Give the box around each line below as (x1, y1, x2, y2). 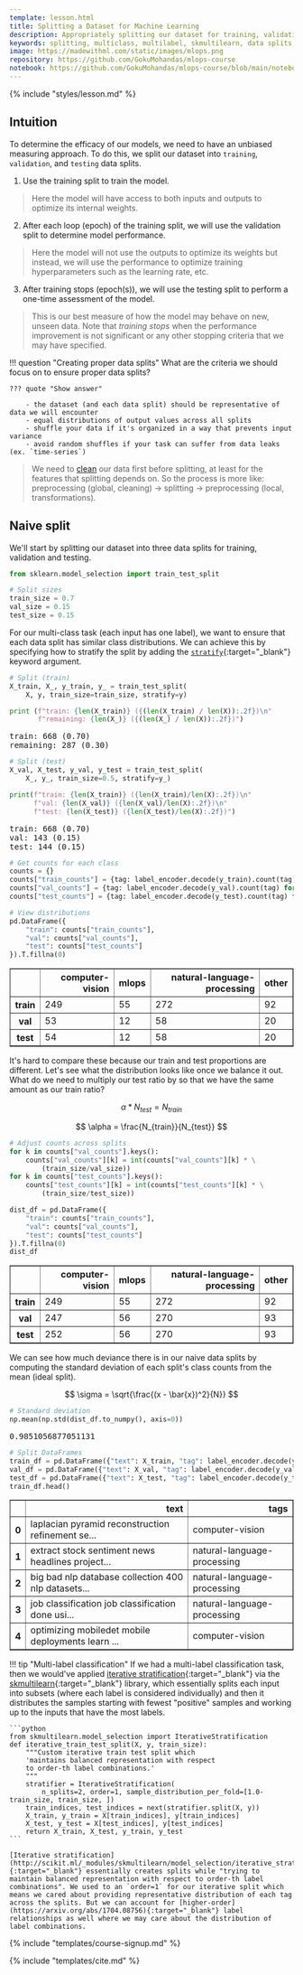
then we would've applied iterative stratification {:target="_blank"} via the (9, 1669, 280, 1680)
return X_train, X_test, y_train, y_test (25, 1827, 183, 1837)
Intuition (9, 115, 58, 130)
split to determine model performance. (22, 229, 166, 240)
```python (9, 1725, 47, 1734)
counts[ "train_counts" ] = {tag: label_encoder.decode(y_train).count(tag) (9, 875, 297, 885)
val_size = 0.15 (9, 603, 70, 612)
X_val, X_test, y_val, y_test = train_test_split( (9, 765, 204, 775)
